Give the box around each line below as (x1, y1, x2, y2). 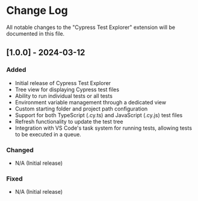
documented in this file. (6, 30, 65, 37)
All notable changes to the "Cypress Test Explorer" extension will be (6, 24, 176, 31)
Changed (6, 145, 34, 154)
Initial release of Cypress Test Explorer (14, 79, 111, 86)
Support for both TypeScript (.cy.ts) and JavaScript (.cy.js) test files (14, 111, 183, 118)
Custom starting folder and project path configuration (14, 105, 148, 112)
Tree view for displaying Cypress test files (14, 86, 119, 93)
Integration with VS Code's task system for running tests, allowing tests (14, 124, 193, 132)
